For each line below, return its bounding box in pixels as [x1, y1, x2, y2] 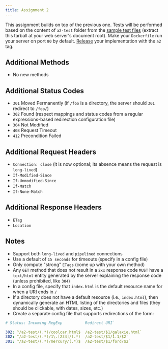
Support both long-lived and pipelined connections [12, 250, 123, 256]
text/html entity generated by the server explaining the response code [12, 272, 162, 278]
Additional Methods [5, 58, 70, 67]
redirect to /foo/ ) [12, 105, 49, 112]
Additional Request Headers [5, 147, 97, 156]
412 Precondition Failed [12, 133, 62, 139]
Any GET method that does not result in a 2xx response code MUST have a [12, 267, 164, 273]
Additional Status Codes [5, 86, 84, 95]
